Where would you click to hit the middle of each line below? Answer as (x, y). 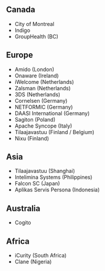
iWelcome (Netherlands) (44, 81)
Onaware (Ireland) (37, 76)
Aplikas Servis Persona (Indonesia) (57, 190)
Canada (21, 10)
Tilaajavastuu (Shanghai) (45, 171)
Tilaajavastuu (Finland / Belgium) (54, 132)
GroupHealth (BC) (37, 36)
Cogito (23, 223)
